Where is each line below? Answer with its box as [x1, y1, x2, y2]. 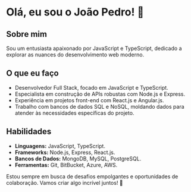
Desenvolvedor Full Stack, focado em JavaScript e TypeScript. [14, 84, 168, 91]
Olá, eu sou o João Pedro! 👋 [6, 5, 145, 19]
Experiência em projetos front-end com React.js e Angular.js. [14, 96, 164, 103]
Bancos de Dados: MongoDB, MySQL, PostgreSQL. [14, 155, 142, 162]
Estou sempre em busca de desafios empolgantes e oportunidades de [6, 172, 179, 180]
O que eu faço [6, 68, 59, 78]
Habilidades [6, 127, 52, 137]
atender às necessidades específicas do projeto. [14, 109, 134, 117]
